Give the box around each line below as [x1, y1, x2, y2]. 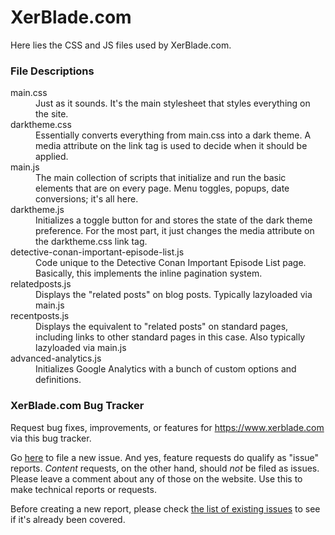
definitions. [35, 374, 82, 386]
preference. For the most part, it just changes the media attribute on [35, 225, 315, 237]
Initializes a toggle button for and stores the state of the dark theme [35, 214, 313, 226]
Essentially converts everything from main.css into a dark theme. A [35, 129, 312, 141]
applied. [35, 151, 69, 163]
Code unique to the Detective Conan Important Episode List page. [35, 257, 307, 269]
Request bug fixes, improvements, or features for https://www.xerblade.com [10, 421, 325, 433]
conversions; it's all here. [35, 193, 139, 205]
